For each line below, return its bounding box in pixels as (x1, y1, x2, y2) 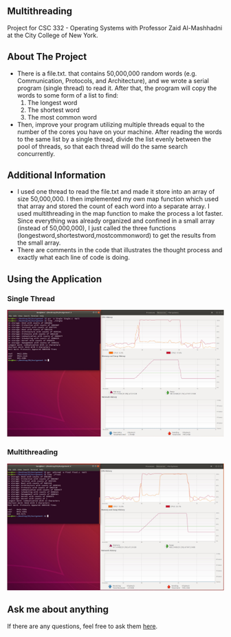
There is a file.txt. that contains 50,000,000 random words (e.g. (16, 69, 197, 78)
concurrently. (16, 149, 56, 157)
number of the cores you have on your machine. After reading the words (16, 127, 222, 136)
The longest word (27, 98, 78, 107)
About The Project (7, 51, 87, 63)
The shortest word (27, 106, 80, 114)
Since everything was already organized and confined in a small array (16, 216, 215, 225)
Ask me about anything (7, 604, 109, 616)
